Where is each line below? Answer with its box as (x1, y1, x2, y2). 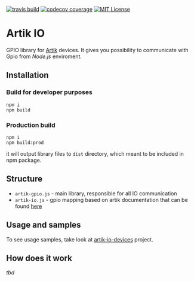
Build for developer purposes (6, 88, 93, 96)
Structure (6, 174, 43, 184)
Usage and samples (6, 220, 81, 230)
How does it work (6, 253, 73, 263)
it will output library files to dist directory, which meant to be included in (6, 150, 184, 157)
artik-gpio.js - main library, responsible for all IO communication (14, 189, 177, 197)
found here (14, 203, 42, 210)
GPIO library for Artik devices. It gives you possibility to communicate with (6, 46, 189, 53)
